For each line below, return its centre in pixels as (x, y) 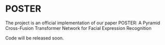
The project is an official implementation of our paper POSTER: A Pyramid (83, 23)
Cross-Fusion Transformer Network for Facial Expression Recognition (78, 28)
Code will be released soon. (34, 38)
